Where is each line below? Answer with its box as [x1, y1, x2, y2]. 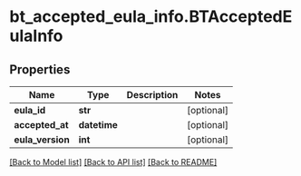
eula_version [14, 133, 70, 146]
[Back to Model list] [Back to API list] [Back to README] [9, 157, 218, 167]
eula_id [14, 104, 46, 116]
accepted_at [14, 119, 70, 131]
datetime [78, 119, 118, 131]
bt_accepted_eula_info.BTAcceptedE [9, 6, 293, 27]
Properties [9, 62, 71, 77]
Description [126, 89, 179, 101]
